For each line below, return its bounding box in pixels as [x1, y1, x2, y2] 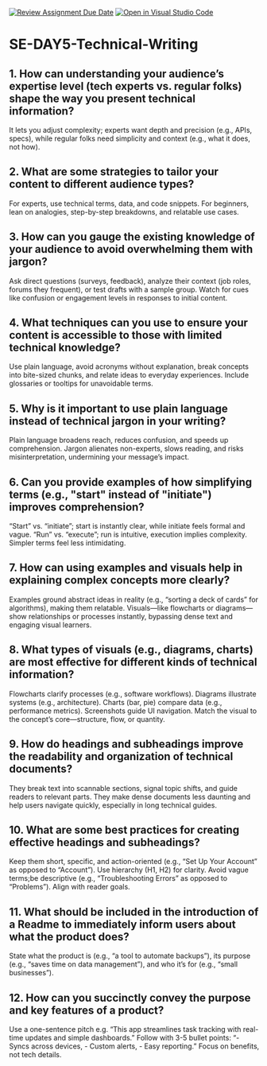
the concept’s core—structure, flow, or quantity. [9, 714, 165, 723]
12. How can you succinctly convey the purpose [9, 990, 251, 1005]
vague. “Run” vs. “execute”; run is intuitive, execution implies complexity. [9, 529, 247, 540]
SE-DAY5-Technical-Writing [9, 36, 199, 53]
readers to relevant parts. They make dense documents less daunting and [9, 792, 251, 801]
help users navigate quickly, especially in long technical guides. [9, 800, 218, 810]
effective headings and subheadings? [9, 835, 201, 849]
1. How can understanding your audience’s [9, 67, 225, 80]
